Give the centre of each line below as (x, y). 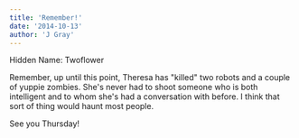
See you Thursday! (44, 124)
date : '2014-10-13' (46, 26)
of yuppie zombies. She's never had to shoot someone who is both (134, 87)
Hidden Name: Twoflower (57, 60)
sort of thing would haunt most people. (82, 106)
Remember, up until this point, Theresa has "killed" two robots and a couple (150, 78)
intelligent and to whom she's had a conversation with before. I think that (145, 97)
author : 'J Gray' (42, 34)
